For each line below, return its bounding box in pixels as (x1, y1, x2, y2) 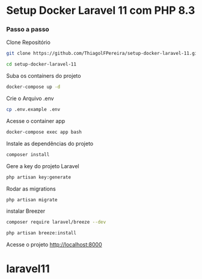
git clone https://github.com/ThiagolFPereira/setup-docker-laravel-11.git (6, 51, 200, 57)
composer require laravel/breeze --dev (6, 219, 106, 225)
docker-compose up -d (6, 84, 61, 90)
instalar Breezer (6, 207, 46, 215)
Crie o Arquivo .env (6, 95, 54, 102)
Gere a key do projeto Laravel (6, 162, 79, 169)
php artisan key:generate (6, 174, 71, 180)
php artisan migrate (6, 196, 58, 202)
